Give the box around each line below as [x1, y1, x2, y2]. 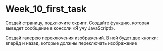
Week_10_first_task [5, 3, 87, 15]
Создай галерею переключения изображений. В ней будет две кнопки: [5, 35, 158, 41]
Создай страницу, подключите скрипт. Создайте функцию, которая [5, 20, 149, 26]
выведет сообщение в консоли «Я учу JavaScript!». [5, 25, 115, 31]
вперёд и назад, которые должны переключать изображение [5, 40, 137, 46]
